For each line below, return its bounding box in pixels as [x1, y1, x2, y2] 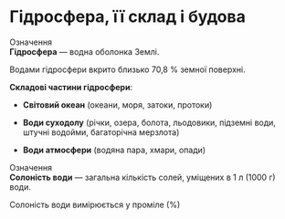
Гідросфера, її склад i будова [9, 6, 247, 27]
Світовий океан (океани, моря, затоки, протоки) [22, 99, 213, 110]
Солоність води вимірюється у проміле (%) [9, 199, 181, 210]
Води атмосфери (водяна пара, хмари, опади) [22, 144, 206, 155]
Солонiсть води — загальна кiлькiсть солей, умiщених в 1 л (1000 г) [9, 172, 276, 182]
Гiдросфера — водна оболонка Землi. [9, 46, 160, 57]
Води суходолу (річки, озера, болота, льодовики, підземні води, [22, 117, 277, 128]
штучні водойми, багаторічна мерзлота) [22, 126, 180, 138]
